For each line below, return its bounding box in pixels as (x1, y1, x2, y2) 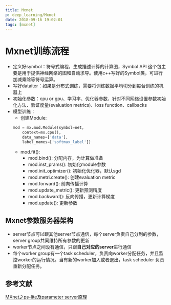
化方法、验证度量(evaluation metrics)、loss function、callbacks (12, 102, 147, 108)
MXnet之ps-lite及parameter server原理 (5, 294, 88, 300)
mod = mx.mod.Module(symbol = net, (12, 125, 84, 130)
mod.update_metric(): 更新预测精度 (28, 187, 102, 193)
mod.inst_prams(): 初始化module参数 (28, 161, 106, 167)
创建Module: (20, 115, 47, 121)
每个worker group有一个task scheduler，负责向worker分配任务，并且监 (12, 250, 164, 256)
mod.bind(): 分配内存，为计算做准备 (28, 155, 103, 161)
